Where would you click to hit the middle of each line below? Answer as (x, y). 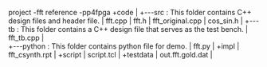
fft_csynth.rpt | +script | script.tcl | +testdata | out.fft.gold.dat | (110, 55)
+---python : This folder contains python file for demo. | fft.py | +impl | (124, 46)
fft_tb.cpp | (26, 37)
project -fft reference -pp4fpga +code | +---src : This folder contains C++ (130, 12)
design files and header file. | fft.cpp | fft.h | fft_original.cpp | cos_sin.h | (126, 21)
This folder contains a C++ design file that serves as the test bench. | (135, 29)
